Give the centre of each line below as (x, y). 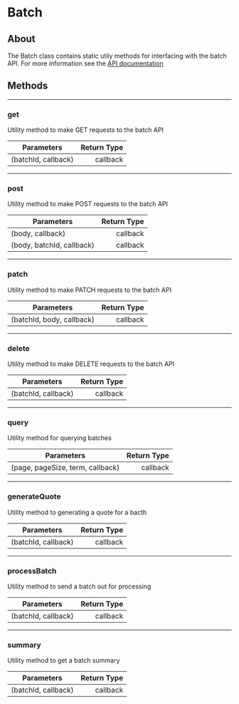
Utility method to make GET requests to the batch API (85, 130)
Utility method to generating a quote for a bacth (77, 512)
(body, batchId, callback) (53, 245)
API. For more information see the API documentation (85, 63)
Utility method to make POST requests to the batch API (88, 204)
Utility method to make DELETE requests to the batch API (91, 364)
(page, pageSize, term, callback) (65, 468)
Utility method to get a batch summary (64, 660)
